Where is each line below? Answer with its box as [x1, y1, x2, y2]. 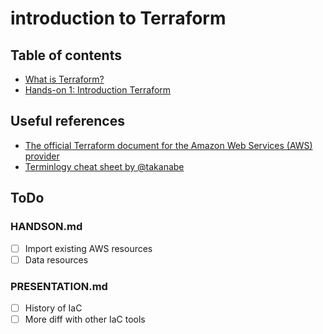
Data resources [24, 253, 89, 266]
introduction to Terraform [10, 7, 227, 30]
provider [24, 150, 60, 162]
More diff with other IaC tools [24, 313, 146, 325]
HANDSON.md [10, 220, 83, 234]
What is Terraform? [24, 73, 105, 85]
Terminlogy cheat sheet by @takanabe [24, 160, 185, 172]
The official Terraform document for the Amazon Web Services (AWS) [24, 139, 313, 151]
